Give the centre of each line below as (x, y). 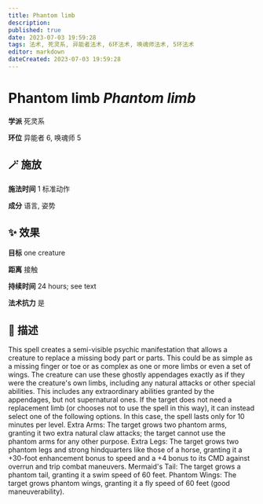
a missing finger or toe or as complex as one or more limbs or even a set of (130, 366)
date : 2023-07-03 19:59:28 (52, 37)
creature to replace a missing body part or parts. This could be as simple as (130, 358)
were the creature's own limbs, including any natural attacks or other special (132, 383)
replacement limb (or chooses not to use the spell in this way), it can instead (131, 408)
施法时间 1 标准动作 (39, 189)
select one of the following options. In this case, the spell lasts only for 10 (126, 417)
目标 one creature (37, 253)
